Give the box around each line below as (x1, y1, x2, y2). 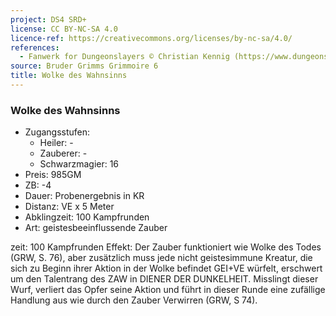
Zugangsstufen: (24, 126, 91, 138)
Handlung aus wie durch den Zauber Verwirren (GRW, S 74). (10, 294, 258, 306)
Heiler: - (39, 137, 74, 149)
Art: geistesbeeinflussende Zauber (24, 222, 168, 234)
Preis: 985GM (24, 169, 82, 181)
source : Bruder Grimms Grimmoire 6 (10, 61, 159, 71)
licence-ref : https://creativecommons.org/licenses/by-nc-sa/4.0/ (10, 33, 293, 43)
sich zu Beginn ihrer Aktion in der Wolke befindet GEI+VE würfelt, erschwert (10, 262, 323, 275)
